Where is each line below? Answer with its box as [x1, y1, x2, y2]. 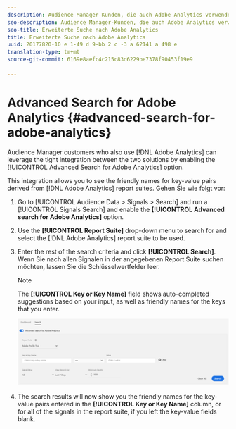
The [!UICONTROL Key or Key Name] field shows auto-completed [17, 290, 209, 298]
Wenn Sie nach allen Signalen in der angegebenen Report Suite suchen [17, 254, 224, 263]
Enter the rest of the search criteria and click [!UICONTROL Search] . [17, 247, 216, 256]
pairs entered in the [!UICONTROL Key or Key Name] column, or [34, 400, 222, 409]
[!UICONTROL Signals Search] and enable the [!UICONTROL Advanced [17, 205, 225, 213]
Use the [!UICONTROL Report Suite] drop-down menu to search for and [17, 226, 227, 235]
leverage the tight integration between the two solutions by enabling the [7, 155, 216, 163]
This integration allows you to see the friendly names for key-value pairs [7, 176, 216, 185]
